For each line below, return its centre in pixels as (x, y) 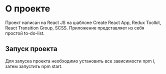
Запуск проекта (31, 49)
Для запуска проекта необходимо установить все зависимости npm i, (80, 61)
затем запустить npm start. (34, 66)
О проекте (28, 9)
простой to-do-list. (25, 33)
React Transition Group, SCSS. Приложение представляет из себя (75, 27)
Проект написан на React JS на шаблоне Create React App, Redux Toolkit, (83, 22)
